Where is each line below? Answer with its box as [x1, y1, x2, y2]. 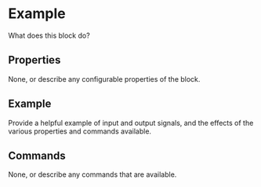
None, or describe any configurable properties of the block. [8, 74, 201, 83]
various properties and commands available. [8, 126, 151, 136]
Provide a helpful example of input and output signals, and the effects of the [8, 118, 254, 127]
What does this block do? [8, 31, 90, 40]
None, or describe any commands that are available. [8, 170, 177, 179]
